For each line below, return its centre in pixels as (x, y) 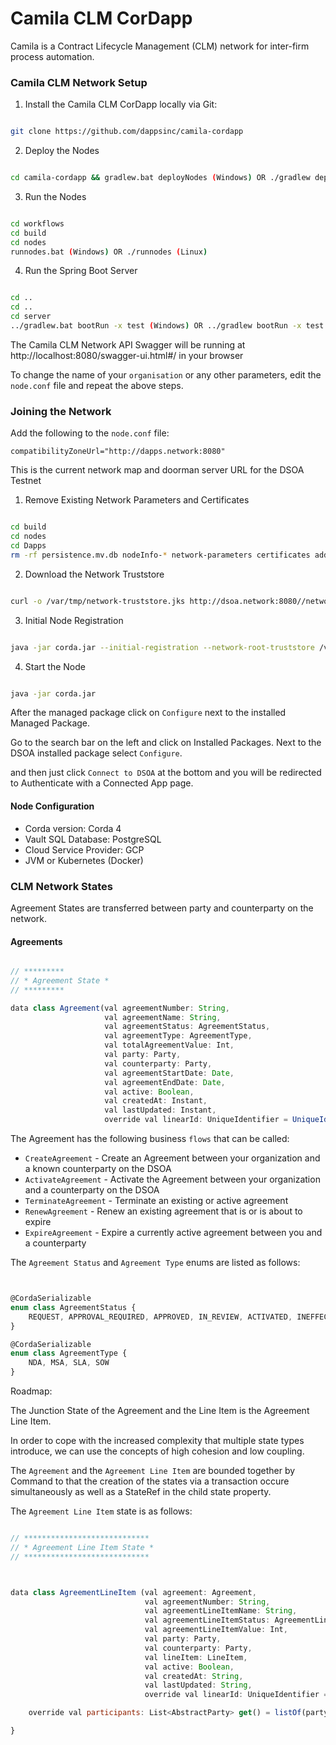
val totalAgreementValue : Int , (169, 1045)
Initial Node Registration (74, 620)
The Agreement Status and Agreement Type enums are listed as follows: (155, 1263)
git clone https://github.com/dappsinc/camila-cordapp (127, 132)
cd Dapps (28, 546)
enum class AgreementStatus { (73, 1307)
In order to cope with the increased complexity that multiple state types (157, 1441)
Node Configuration (52, 806)
